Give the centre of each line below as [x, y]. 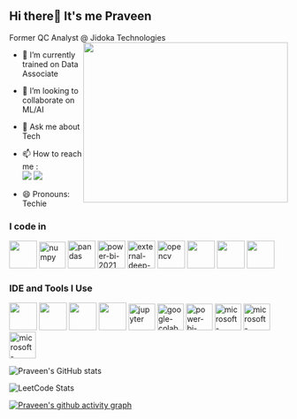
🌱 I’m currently [49, 55]
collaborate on [48, 100]
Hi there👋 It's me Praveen [80, 16]
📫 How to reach [52, 153]
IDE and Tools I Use [51, 288]
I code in [28, 226]
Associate [40, 73]
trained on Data [50, 64]
